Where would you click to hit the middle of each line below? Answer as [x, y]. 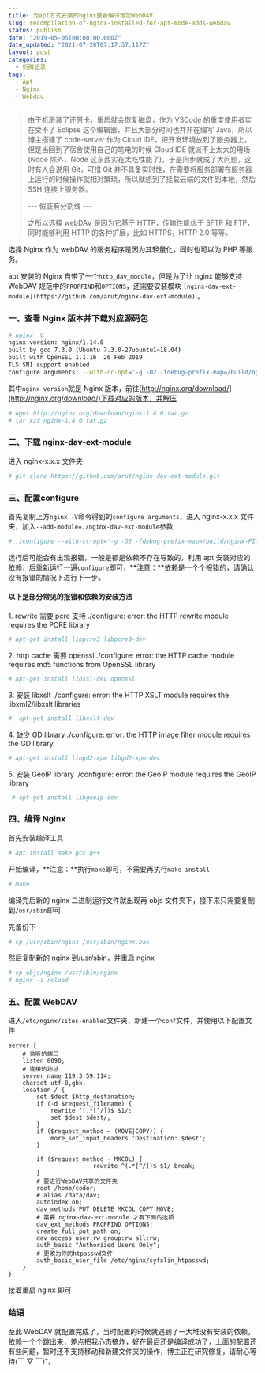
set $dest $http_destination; [86, 1097]
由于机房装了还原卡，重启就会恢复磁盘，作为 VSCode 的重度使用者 [136, 120]
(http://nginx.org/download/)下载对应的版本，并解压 [93, 398]
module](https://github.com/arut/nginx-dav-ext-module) [102, 297]
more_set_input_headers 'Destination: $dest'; [128, 1139]
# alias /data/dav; [69, 1196]
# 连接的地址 [41, 1069]
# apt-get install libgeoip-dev [65, 797]
